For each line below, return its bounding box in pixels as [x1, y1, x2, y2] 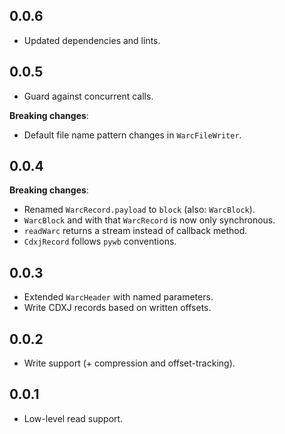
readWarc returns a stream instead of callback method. [23, 225, 248, 237]
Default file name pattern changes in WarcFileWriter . [23, 129, 242, 141]
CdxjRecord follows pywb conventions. [23, 235, 177, 248]
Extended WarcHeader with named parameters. [23, 291, 214, 303]
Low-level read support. [23, 412, 124, 424]
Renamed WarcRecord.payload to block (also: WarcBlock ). [23, 204, 256, 216]
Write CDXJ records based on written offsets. [23, 302, 212, 314]
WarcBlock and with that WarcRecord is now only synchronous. [23, 214, 276, 226]
